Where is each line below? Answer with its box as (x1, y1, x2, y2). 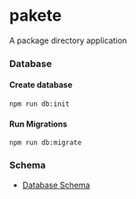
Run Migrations (9, 118, 68, 129)
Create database (9, 80, 73, 91)
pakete (9, 5, 63, 26)
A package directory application (9, 35, 128, 46)
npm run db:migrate (9, 138, 82, 148)
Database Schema (21, 179, 90, 190)
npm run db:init (9, 99, 70, 108)
